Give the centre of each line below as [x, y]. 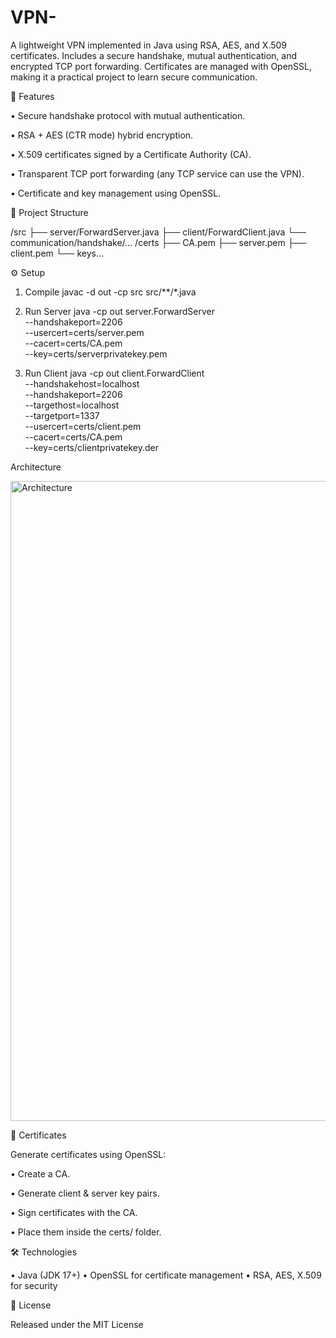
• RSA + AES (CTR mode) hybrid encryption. [102, 135]
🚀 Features [32, 96]
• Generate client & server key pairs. [85, 1193]
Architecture [36, 467]
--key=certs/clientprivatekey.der [92, 447]
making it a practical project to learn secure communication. [134, 77]
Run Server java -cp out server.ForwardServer [119, 311]
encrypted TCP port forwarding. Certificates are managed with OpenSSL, [161, 66]
